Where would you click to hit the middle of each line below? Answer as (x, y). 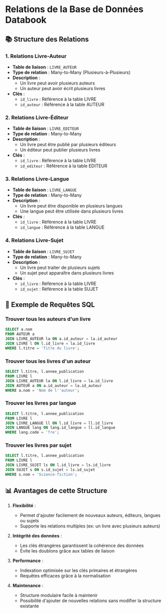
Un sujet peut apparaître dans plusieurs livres (67, 273)
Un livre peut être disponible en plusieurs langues (71, 206)
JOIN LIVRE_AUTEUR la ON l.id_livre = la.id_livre (59, 381)
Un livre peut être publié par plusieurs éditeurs (68, 145)
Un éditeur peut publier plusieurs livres (60, 150)
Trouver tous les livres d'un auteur (48, 361)
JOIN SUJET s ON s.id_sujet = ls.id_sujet (50, 470)
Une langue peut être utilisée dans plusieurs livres (72, 211)
